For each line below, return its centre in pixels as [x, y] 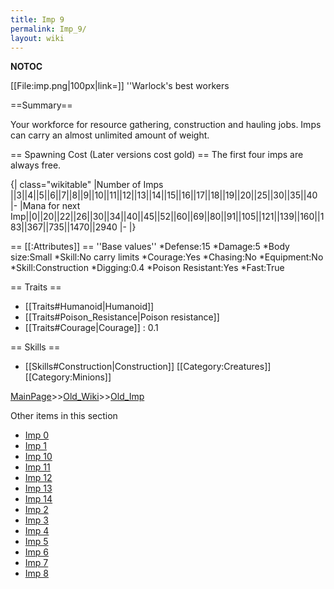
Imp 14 [38, 499]
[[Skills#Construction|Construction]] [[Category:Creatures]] [148, 367]
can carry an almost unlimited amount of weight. [110, 135]
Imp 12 [38, 478]
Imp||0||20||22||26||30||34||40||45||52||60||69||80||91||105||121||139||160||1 [167, 217]
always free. [36, 165]
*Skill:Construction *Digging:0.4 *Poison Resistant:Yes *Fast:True [147, 268]
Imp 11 [37, 467]
